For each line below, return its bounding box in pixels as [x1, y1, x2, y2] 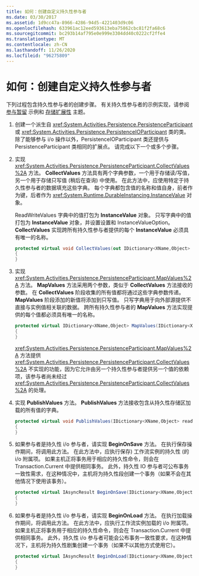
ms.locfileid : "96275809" [6, 53, 70, 59]
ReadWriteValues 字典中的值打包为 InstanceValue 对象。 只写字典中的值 [14, 211, 191, 218]
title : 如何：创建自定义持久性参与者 [6, 8, 87, 15]
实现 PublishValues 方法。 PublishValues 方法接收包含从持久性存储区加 [14, 399, 191, 406]
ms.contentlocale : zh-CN [6, 42, 68, 48]
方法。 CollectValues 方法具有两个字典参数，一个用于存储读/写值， [28, 169, 193, 176]
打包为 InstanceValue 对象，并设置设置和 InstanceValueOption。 [14, 218, 174, 226]
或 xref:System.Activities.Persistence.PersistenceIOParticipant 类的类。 [14, 128, 190, 135]
